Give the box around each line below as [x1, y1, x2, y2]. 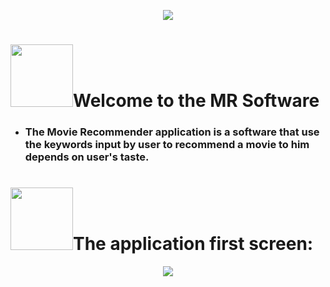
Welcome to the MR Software [73, 90, 320, 112]
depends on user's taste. [24, 150, 150, 164]
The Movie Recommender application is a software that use [24, 125, 320, 139]
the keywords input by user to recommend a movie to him [24, 138, 310, 152]
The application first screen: [73, 233, 314, 255]
